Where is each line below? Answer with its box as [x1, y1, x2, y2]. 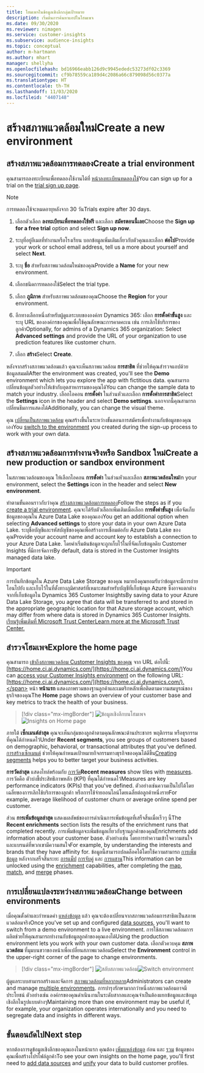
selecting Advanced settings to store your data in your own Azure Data [6, 519, 186, 527]
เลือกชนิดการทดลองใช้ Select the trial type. [15, 280, 111, 288]
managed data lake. [6, 554, 56, 561]
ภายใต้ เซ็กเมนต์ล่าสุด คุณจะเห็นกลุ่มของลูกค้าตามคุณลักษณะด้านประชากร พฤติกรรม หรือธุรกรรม [6, 729, 199, 737]
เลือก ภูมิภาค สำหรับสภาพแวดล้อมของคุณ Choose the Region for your [15, 292, 168, 300]
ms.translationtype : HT [6, 77, 67, 83]
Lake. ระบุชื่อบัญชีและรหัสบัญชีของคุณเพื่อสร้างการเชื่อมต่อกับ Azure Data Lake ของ [6, 526, 181, 533]
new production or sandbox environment [6, 457, 165, 468]
